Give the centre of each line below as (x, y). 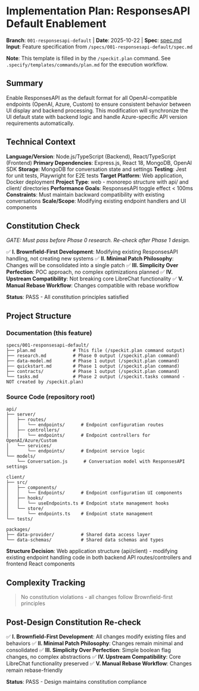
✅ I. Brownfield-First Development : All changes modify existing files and (96, 636)
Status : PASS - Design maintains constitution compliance (77, 681)
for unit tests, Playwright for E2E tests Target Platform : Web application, (95, 175)
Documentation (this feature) (49, 333)
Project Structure (39, 316)
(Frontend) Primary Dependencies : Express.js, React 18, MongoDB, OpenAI (99, 163)
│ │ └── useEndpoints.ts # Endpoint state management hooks (88, 503)
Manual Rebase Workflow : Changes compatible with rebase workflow (93, 286)
